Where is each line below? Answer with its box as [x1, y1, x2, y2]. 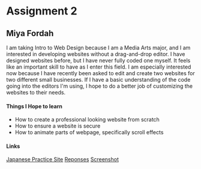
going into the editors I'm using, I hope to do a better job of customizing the [6, 82, 193, 90]
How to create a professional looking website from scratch [14, 116, 160, 123]
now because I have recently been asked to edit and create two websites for [6, 70, 195, 76]
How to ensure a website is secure [14, 122, 101, 130]
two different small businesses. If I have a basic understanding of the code [6, 76, 191, 83]
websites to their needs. [6, 89, 66, 96]
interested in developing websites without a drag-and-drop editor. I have [6, 51, 185, 58]
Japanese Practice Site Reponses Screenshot [6, 156, 119, 163]
